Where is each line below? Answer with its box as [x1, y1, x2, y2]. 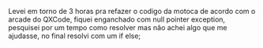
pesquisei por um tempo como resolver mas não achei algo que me [8, 23, 227, 32]
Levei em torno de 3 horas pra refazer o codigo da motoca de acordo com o [8, 7, 256, 15]
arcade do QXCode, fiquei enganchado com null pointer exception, [8, 15, 226, 24]
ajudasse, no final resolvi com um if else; [8, 31, 141, 40]
